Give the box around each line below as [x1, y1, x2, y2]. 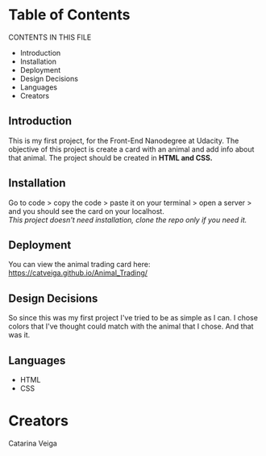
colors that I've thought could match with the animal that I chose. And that [8, 321, 254, 332]
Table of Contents [8, 6, 131, 24]
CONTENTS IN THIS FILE [8, 32, 92, 42]
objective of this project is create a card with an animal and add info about [8, 144, 255, 154]
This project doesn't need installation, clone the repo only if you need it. [8, 215, 247, 224]
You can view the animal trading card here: [8, 260, 151, 270]
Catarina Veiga [8, 438, 58, 448]
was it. [8, 330, 31, 340]
